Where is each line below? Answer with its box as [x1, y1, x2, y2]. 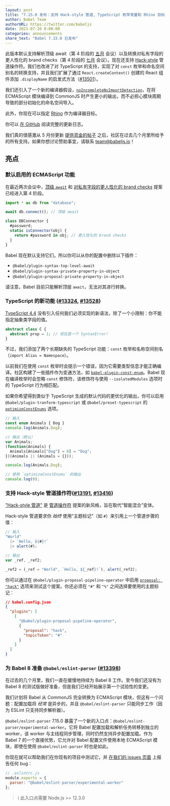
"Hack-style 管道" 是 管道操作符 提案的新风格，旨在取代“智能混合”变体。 [5, 502, 157, 508]
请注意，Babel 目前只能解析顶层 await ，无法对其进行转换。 [5, 284, 129, 290]
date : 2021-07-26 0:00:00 [5, 26, 60, 32]
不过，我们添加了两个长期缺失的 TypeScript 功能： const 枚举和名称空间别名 [5, 346, 163, 352]
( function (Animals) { [5, 444, 51, 449]
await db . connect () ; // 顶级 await [5, 209, 79, 214]
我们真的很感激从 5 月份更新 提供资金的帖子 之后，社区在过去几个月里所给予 [5, 132, 164, 138]
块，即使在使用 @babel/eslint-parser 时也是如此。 [5, 743, 112, 749]
